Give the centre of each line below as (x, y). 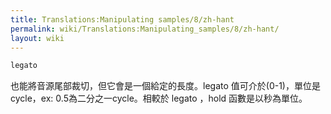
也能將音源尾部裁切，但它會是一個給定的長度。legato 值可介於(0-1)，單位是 (165, 86)
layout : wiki (37, 38)
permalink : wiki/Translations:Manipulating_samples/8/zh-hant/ (145, 29)
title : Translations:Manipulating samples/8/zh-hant (122, 19)
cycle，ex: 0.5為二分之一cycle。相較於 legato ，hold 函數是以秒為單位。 (159, 98)
